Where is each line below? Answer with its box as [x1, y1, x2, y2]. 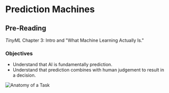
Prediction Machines [5, 4, 95, 15]
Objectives [5, 50, 33, 57]
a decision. [12, 72, 36, 78]
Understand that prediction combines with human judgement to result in [12, 67, 164, 73]
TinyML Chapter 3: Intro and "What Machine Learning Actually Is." [5, 37, 144, 43]
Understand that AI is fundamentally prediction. [12, 61, 112, 68]
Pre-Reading [5, 24, 46, 33]
